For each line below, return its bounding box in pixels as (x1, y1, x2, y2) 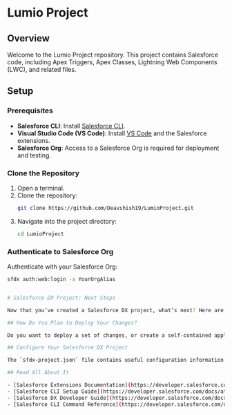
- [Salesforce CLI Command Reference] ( (7, 400, 122, 408)
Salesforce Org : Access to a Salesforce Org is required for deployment (17, 144, 220, 152)
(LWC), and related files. (7, 66, 77, 73)
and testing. (17, 151, 52, 160)
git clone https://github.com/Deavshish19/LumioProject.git (17, 204, 194, 211)
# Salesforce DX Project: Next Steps (7, 294, 116, 301)
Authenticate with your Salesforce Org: (7, 262, 118, 271)
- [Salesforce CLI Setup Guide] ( (7, 388, 104, 395)
